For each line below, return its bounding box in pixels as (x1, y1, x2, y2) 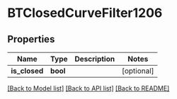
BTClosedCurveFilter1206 (7, 5, 163, 21)
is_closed (11, 66, 44, 76)
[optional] (121, 66, 154, 76)
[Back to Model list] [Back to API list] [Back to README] (7, 84, 170, 93)
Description (74, 54, 115, 64)
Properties (7, 33, 55, 45)
